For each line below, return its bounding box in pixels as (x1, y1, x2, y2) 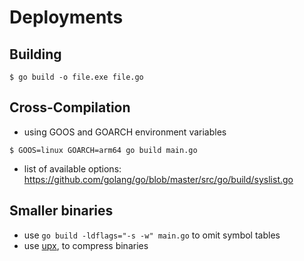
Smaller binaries (9, 202, 114, 220)
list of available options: (23, 162, 122, 175)
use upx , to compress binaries (23, 239, 149, 251)
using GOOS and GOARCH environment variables (23, 126, 227, 138)
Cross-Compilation (9, 99, 131, 116)
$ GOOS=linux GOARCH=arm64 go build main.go (9, 145, 198, 155)
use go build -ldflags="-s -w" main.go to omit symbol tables (23, 229, 281, 241)
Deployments (9, 6, 124, 29)
